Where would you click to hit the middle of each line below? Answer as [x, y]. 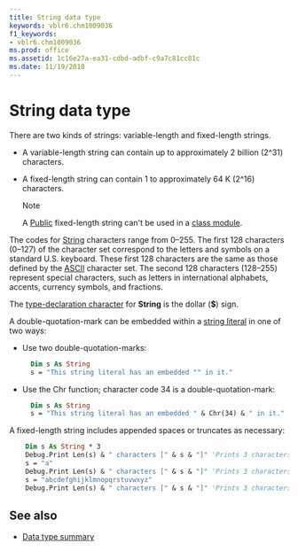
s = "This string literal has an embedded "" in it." [132, 372]
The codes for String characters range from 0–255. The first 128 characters [147, 239]
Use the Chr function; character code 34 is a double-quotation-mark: [149, 389]
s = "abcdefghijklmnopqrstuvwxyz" [89, 479]
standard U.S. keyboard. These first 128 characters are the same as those [144, 259]
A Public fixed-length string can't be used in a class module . [132, 222]
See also [33, 515]
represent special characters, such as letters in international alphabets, [139, 277]
